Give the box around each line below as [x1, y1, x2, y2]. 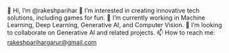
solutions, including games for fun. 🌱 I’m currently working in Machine [7, 14, 206, 22]
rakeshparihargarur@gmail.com [7, 38, 97, 46]
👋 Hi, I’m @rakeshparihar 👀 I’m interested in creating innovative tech [7, 7, 200, 14]
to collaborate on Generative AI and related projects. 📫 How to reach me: [7, 29, 215, 37]
